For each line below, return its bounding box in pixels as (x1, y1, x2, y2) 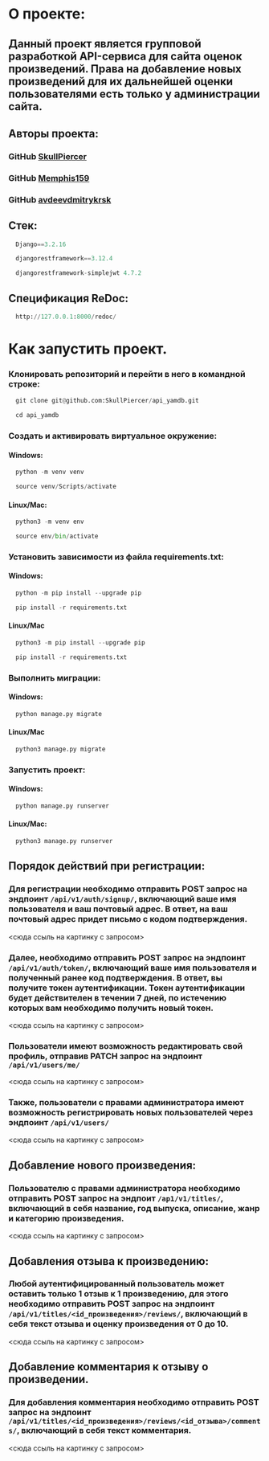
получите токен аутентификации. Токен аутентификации (8, 982, 246, 993)
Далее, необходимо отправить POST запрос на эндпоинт (8, 951, 247, 963)
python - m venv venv (15, 468, 84, 477)
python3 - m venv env (15, 518, 84, 526)
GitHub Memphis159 (8, 172, 90, 183)
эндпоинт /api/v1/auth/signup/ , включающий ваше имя (8, 894, 237, 905)
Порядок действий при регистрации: (8, 859, 206, 873)
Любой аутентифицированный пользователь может (8, 1279, 225, 1290)
